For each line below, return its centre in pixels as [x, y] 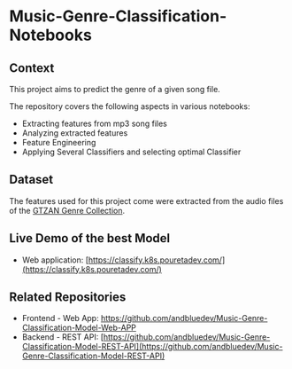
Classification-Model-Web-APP [79, 328]
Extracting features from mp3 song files [95, 123]
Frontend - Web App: [60, 318]
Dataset [31, 180]
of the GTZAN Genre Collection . [67, 210]
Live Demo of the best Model [90, 238]
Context [32, 68]
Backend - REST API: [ [63, 337]
